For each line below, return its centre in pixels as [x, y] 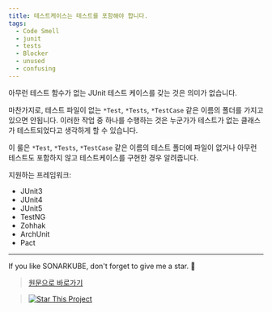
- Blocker [32, 53]
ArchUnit [35, 234]
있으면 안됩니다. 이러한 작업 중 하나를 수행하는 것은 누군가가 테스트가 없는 [124, 120]
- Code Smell [38, 31]
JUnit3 [31, 190]
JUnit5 [31, 208]
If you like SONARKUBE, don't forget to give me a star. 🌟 [102, 266]
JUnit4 [31, 199]
